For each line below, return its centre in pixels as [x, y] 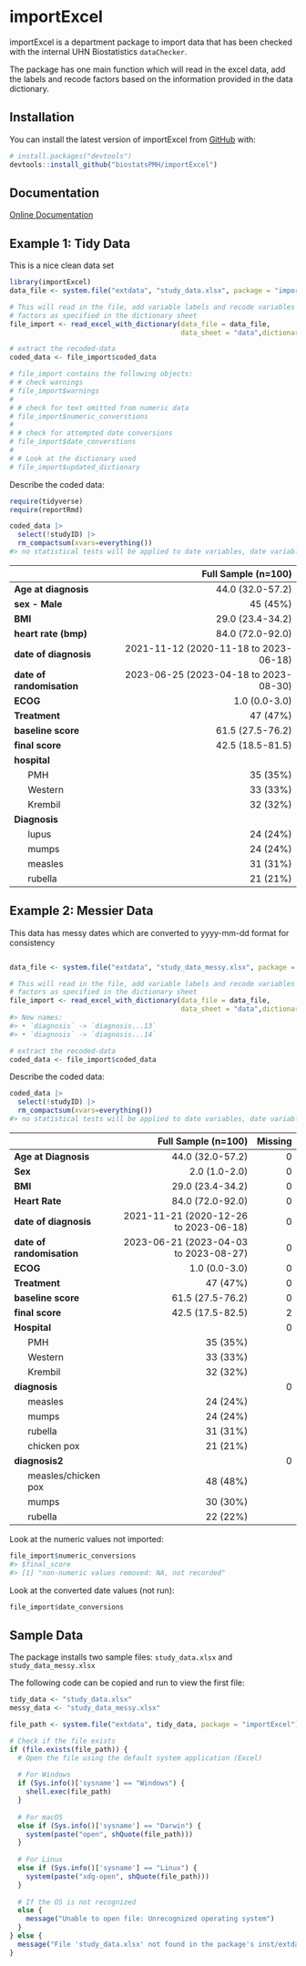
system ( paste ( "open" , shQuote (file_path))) [110, 1834]
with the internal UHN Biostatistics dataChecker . [98, 51]
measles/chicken [64, 1476]
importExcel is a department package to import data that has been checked [151, 42]
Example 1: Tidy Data [70, 243]
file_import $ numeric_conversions [73, 1556]
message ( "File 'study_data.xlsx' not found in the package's [136, 1944]
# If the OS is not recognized [77, 1902]
